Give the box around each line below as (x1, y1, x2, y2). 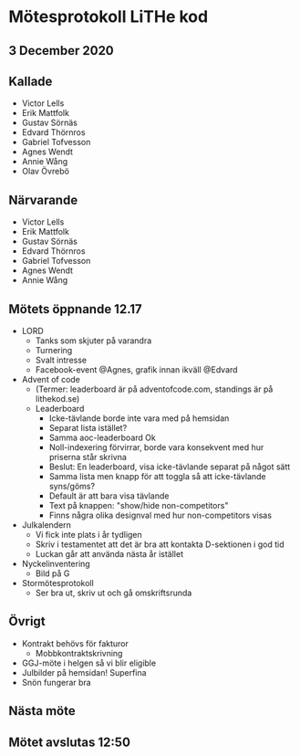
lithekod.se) (35, 394, 80, 404)
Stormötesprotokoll (21, 578, 95, 589)
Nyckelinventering (21, 559, 90, 570)
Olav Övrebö (21, 166, 70, 177)
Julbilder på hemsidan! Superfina (21, 667, 147, 677)
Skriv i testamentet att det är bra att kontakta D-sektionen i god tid (35, 539, 284, 550)
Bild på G (35, 568, 70, 579)
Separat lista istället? (48, 423, 128, 434)
